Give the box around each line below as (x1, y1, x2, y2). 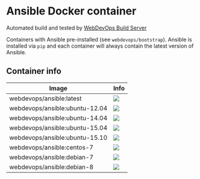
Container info (6, 66, 61, 77)
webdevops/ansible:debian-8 (9, 163, 94, 171)
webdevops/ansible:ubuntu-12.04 (9, 104, 108, 112)
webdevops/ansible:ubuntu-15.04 (9, 124, 108, 132)
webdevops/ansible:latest (9, 94, 83, 102)
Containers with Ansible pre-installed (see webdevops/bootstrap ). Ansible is (6, 36, 192, 43)
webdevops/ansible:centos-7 (9, 143, 93, 151)
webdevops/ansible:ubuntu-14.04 (9, 113, 108, 122)
